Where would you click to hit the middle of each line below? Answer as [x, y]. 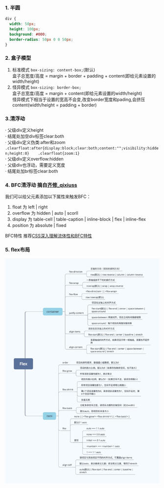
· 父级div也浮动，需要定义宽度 [35, 165]
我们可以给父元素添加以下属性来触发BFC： [48, 196]
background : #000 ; [28, 34]
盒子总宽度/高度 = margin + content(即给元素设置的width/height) [77, 93]
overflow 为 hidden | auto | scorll [45, 213]
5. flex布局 [18, 250]
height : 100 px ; [25, 29]
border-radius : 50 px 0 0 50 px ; [41, 39]
